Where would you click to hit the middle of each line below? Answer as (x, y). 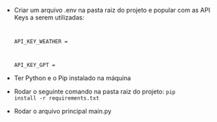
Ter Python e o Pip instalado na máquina (72, 78)
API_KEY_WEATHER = (41, 41)
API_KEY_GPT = (34, 65)
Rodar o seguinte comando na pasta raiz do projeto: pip (94, 91)
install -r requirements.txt (57, 98)
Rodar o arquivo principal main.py (63, 111)
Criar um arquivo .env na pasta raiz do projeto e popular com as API (112, 10)
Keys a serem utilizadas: (49, 17)
